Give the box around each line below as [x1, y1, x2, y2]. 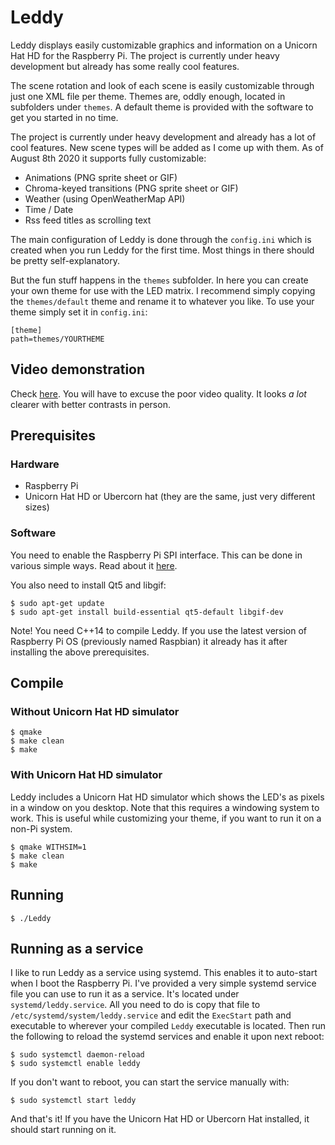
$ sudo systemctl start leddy [10, 1096, 137, 1106]
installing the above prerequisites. [10, 646, 150, 658]
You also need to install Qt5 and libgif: [10, 579, 167, 591]
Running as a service [10, 940, 144, 957]
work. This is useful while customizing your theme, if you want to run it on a [10, 812, 322, 824]
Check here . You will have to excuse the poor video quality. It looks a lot [10, 387, 307, 400]
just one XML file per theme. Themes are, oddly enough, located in [10, 90, 286, 102]
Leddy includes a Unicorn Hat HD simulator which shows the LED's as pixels [10, 791, 325, 803]
